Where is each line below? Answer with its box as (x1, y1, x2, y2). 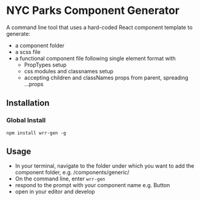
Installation (6, 98, 50, 108)
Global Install (6, 116, 46, 125)
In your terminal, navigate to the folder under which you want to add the (15, 162, 195, 170)
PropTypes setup (24, 61, 67, 68)
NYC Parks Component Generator (6, 4, 180, 18)
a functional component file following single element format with (15, 54, 176, 62)
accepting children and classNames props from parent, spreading (24, 74, 189, 81)
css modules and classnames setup (24, 67, 114, 74)
